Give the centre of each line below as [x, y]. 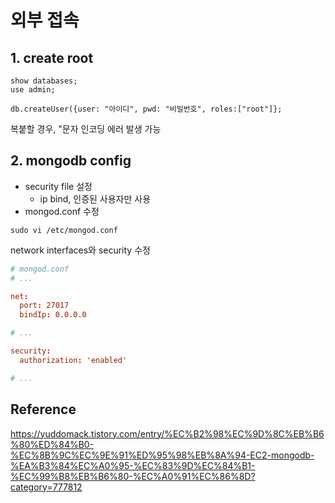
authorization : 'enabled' [73, 360]
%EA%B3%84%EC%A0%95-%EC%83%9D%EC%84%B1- [133, 465]
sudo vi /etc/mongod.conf [64, 230]
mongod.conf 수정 [62, 211]
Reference [43, 409]
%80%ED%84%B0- [52, 444]
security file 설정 [58, 186]
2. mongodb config [71, 161]
